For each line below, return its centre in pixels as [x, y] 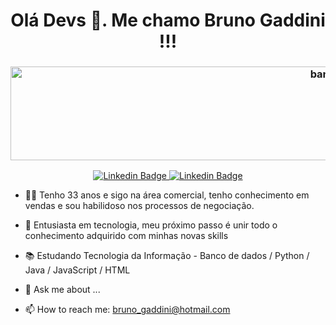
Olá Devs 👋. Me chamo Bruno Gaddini [168, 20]
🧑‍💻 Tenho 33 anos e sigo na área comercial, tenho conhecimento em [167, 195]
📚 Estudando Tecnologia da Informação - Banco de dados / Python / [167, 256]
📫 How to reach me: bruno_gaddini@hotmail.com [127, 310]
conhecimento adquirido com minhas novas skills [126, 236]
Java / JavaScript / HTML [77, 270]
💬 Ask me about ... [62, 290]
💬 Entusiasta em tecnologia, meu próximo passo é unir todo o [151, 225]
